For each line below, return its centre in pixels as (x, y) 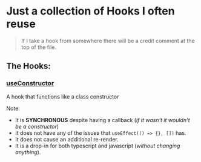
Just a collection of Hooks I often (91, 11)
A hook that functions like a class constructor (63, 96)
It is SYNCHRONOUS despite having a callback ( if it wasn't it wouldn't (102, 120)
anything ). (28, 152)
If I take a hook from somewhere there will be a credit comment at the (108, 40)
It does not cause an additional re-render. (67, 139)
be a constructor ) (37, 126)
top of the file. (38, 47)
